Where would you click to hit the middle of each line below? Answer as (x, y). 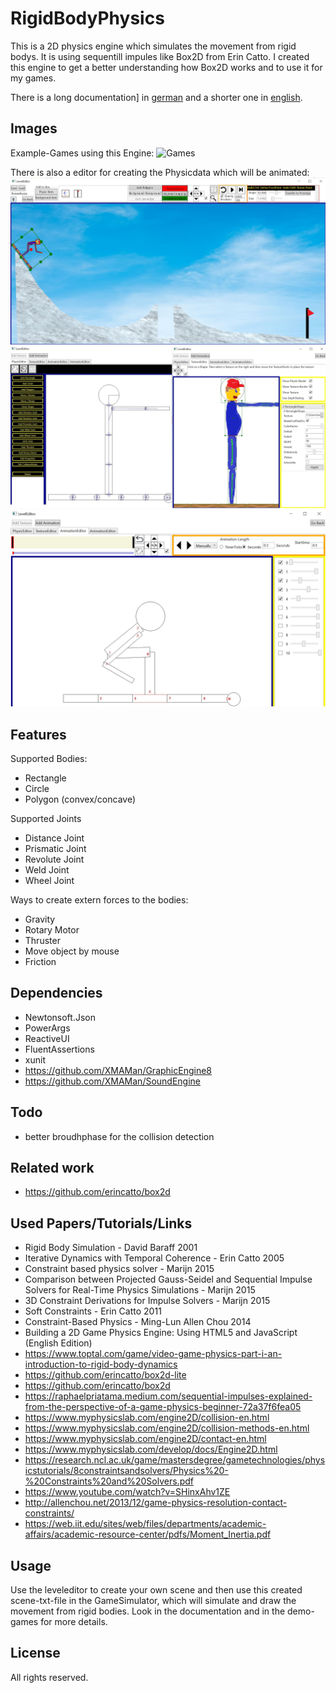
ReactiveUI (47, 1038)
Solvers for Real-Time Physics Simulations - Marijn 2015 (140, 1290)
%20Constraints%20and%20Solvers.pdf (109, 1481)
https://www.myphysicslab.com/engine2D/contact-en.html (145, 1439)
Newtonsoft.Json (60, 1017)
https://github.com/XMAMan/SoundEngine (113, 1081)
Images (34, 128)
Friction (40, 961)
